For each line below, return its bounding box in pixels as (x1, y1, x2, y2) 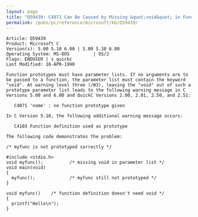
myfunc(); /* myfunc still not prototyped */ (11, 175, 157, 181)
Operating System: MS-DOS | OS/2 (6, 51, 110, 57)
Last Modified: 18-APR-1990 (6, 61, 75, 68)
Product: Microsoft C (6, 41, 60, 47)
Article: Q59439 (6, 36, 46, 42)
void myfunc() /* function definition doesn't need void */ (6, 190, 165, 196)
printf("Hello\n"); (11, 201, 60, 207)
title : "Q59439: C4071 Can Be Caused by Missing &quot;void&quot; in (6, 14, 181, 20)
